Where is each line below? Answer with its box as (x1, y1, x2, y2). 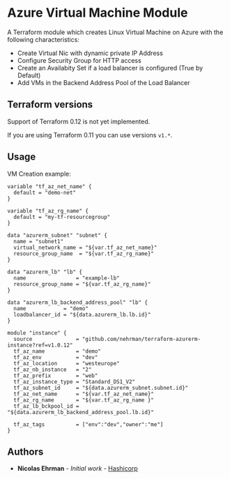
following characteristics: (7, 35, 80, 43)
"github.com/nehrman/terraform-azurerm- (82, 335, 201, 342)
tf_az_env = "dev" (13, 353, 98, 360)
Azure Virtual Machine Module (7, 5, 188, 21)
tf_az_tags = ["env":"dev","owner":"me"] (13, 420, 164, 428)
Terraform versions (7, 99, 93, 111)
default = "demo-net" (13, 189, 77, 196)
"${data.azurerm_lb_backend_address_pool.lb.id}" (7, 409, 155, 416)
